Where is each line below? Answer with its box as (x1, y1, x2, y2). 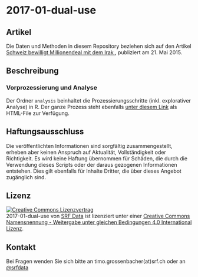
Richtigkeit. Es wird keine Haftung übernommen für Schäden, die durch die (6, 154, 187, 162)
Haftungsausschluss (6, 127, 84, 137)
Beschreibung (6, 66, 59, 76)
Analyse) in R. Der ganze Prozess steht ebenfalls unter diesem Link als (6, 103, 177, 110)
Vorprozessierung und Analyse (6, 84, 97, 92)
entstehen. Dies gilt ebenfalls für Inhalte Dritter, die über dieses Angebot (6, 167, 181, 174)
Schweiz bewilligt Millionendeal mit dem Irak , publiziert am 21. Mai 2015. (6, 49, 183, 56)
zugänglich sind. (6, 173, 46, 180)
